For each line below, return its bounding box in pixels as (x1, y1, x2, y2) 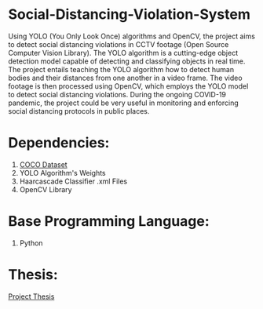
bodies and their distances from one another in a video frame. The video (8, 73, 243, 82)
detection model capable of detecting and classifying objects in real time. (8, 56, 246, 66)
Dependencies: (8, 134, 110, 152)
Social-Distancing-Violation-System (8, 5, 251, 24)
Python (19, 238, 43, 248)
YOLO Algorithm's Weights (19, 168, 106, 177)
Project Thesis (8, 292, 55, 301)
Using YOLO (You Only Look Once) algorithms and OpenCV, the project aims (8, 31, 255, 41)
